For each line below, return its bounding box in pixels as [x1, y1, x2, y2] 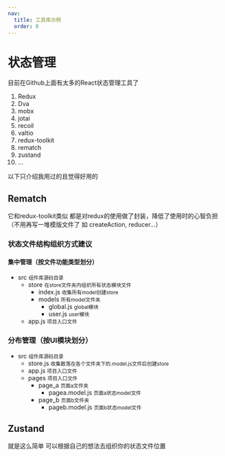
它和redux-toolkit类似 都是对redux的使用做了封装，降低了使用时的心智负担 [8, 212, 218, 220]
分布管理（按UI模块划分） [8, 336, 93, 345]
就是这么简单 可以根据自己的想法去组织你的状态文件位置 [8, 442, 166, 450]
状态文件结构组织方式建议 [8, 239, 93, 249]
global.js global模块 [48, 303, 99, 311]
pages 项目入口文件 [27, 373, 78, 382]
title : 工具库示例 [14, 17, 61, 23]
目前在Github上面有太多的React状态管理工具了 [8, 78, 139, 87]
